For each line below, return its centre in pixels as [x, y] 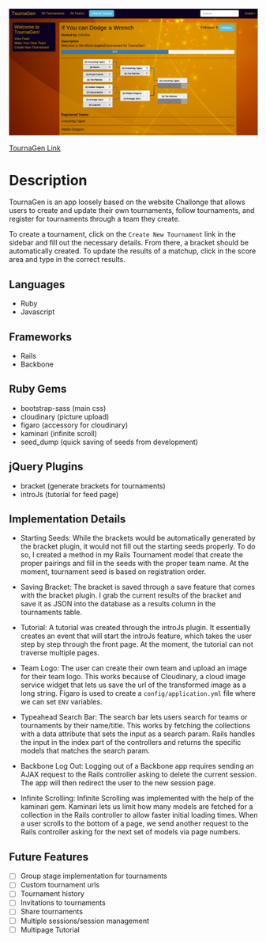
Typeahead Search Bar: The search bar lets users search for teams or [134, 717]
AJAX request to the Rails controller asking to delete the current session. [139, 775]
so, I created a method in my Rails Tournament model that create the [132, 555]
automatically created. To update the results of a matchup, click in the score [133, 251]
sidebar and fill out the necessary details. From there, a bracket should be [129, 243]
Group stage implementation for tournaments [94, 876]
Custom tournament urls [60, 885]
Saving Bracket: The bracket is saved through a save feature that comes [138, 587]
